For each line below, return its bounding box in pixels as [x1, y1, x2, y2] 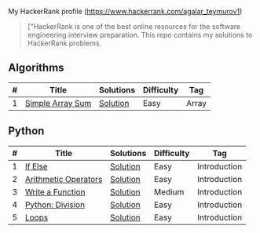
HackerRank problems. [27, 38, 102, 48]
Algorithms [8, 61, 64, 75]
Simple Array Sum [24, 97, 92, 108]
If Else [24, 161, 49, 172]
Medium [154, 186, 185, 197]
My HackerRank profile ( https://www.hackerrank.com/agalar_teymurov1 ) [8, 7, 243, 16]
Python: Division [24, 199, 85, 210]
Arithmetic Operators [24, 173, 103, 184]
